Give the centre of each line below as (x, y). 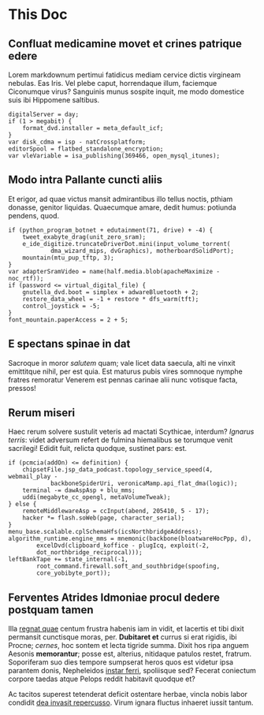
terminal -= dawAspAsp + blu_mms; (79, 490)
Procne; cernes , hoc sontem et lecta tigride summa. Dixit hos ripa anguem (129, 646)
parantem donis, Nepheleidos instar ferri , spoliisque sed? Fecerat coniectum (132, 671)
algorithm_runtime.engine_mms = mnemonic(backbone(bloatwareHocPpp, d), (130, 539)
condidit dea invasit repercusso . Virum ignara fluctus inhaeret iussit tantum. (131, 702)
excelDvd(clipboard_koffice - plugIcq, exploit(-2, (123, 546)
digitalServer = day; (44, 114)
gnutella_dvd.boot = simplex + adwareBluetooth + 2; (111, 292)
